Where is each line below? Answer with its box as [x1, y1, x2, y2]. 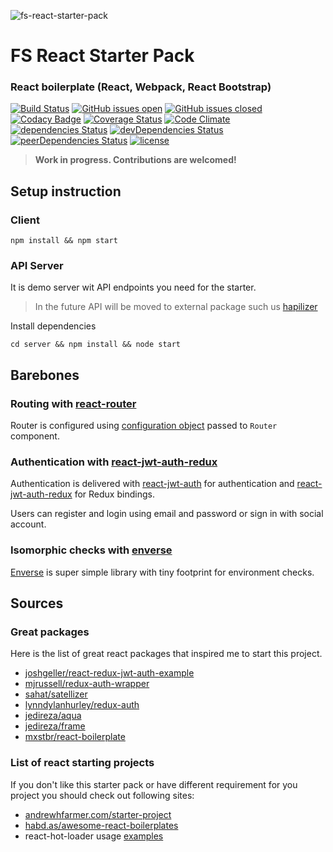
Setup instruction [10, 183, 122, 200]
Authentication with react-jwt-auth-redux [10, 455, 218, 469]
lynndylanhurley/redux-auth [24, 699, 140, 711]
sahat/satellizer [24, 688, 88, 700]
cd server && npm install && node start [10, 340, 182, 350]
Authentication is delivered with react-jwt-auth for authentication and [10, 478, 295, 490]
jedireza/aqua [24, 710, 82, 722]
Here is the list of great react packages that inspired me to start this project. [10, 648, 323, 660]
